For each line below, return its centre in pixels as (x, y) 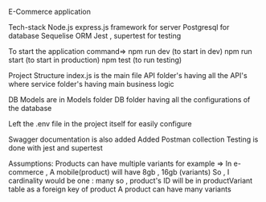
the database (30, 108)
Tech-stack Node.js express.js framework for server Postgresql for (119, 27)
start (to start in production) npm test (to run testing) (95, 60)
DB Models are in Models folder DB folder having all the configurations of (129, 99)
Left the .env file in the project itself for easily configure (100, 124)
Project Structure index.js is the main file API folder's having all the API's (128, 75)
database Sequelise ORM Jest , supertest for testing (95, 36)
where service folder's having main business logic (91, 84)
